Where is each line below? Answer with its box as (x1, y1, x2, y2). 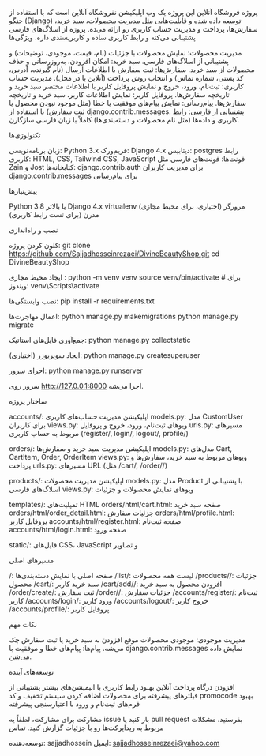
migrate (9, 320, 34, 329)
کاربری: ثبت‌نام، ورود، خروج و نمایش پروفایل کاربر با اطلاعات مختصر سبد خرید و (9, 81, 244, 91)
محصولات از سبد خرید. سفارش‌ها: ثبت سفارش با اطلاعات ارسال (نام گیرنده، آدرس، (9, 65, 255, 74)
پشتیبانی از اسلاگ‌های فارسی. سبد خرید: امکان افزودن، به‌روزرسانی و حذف (9, 56, 230, 66)
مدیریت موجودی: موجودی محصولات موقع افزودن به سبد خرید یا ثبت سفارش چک (9, 635, 246, 644)
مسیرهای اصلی (9, 555, 54, 565)
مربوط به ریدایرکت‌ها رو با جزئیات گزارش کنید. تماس (9, 723, 164, 732)
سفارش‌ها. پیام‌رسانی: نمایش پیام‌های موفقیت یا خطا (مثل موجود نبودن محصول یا (9, 99, 247, 107)
